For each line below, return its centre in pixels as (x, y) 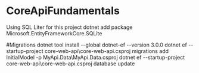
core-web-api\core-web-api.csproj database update (71, 64)
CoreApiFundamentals (63, 11)
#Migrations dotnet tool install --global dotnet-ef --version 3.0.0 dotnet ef (97, 45)
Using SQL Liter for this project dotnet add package (69, 27)
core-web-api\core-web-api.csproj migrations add (106, 51)
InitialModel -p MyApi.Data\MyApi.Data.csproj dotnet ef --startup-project (96, 57)
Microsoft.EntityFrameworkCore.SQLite (54, 33)
